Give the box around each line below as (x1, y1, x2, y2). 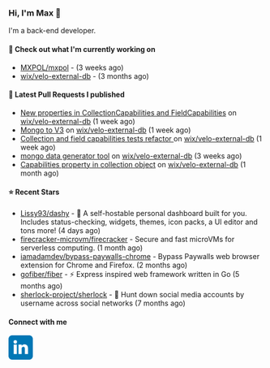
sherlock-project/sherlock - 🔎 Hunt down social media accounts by (19, 289, 245, 299)
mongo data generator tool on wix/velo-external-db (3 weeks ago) (19, 150, 242, 161)
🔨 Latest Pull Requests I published (8, 89, 126, 100)
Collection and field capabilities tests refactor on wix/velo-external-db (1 (19, 133, 262, 143)
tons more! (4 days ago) (19, 225, 101, 235)
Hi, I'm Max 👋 (8, 7, 62, 19)
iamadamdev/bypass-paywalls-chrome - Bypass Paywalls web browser (19, 251, 260, 261)
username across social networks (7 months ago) (19, 298, 186, 308)
